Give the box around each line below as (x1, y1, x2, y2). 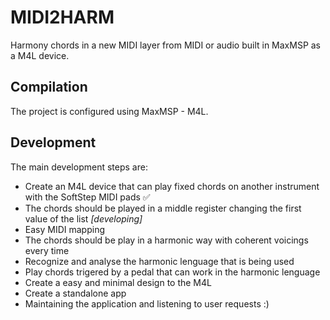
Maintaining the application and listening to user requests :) (24, 297, 270, 310)
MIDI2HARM (10, 6, 115, 29)
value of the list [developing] (24, 212, 143, 225)
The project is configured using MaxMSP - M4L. (10, 105, 209, 117)
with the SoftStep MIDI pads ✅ (24, 191, 151, 203)
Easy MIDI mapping (24, 223, 105, 235)
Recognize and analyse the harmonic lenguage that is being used (24, 255, 295, 267)
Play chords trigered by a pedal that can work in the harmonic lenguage (24, 266, 321, 278)
